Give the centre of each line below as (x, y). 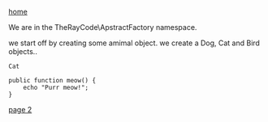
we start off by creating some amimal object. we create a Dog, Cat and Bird (134, 43)
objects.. (23, 51)
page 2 (20, 109)
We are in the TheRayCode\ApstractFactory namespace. (103, 27)
